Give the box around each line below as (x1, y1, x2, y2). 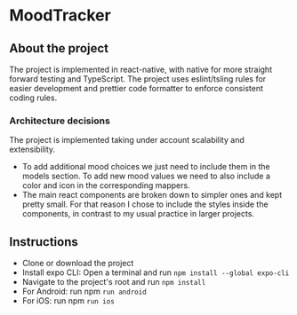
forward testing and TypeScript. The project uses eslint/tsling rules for (9, 74, 267, 84)
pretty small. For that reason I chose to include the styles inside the (21, 199, 269, 209)
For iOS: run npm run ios (21, 295, 116, 306)
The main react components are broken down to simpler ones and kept (21, 190, 283, 201)
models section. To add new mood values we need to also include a (21, 170, 271, 182)
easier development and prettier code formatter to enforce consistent (9, 83, 264, 93)
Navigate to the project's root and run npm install (21, 277, 206, 287)
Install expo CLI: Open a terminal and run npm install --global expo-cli (21, 267, 290, 278)
